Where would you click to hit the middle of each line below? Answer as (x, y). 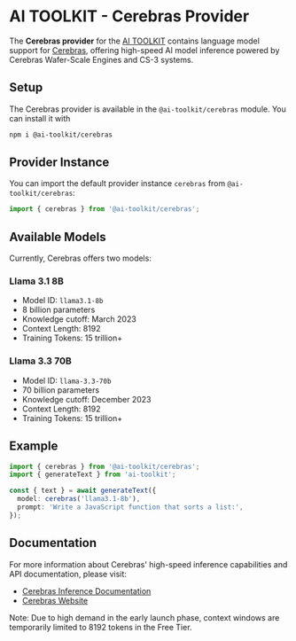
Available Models (58, 237)
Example (34, 446)
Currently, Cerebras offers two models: (81, 258)
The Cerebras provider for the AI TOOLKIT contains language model (134, 41)
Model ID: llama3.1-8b (62, 301)
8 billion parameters (58, 310)
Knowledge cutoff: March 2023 (79, 319)
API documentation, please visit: (68, 574)
